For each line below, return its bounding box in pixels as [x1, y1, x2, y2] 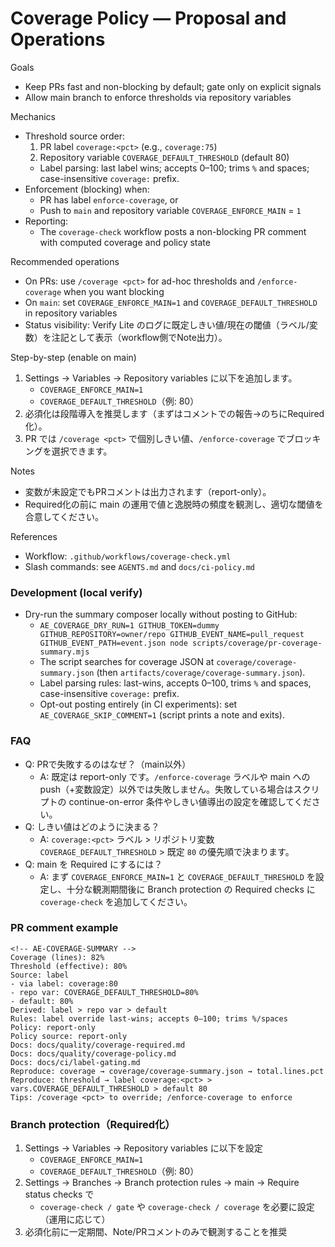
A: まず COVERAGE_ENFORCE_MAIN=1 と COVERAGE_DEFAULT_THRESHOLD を [39, 870, 316, 882]
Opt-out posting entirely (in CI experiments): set [39, 698, 238, 711]
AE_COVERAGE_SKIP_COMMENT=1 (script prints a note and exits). [39, 709, 285, 721]
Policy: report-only [10, 1022, 97, 1032]
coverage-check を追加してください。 [39, 895, 193, 907]
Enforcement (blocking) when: [24, 183, 150, 195]
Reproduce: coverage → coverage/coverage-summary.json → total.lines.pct [10, 1066, 325, 1076]
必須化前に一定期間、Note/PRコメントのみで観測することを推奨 [24, 1226, 288, 1238]
